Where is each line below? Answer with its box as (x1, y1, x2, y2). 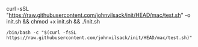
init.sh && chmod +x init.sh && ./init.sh (6, 18, 101, 25)
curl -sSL (6, 5, 29, 12)
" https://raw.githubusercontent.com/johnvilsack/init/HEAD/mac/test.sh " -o (6, 11, 191, 19)
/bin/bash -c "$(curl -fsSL (6, 30, 77, 36)
